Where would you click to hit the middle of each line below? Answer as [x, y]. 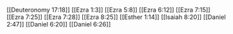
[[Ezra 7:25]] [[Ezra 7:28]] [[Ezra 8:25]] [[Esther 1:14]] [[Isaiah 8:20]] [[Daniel [116, 17]
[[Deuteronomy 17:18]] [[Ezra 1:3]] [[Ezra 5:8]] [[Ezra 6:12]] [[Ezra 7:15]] [108, 10]
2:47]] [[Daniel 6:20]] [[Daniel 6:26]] [59, 24]
